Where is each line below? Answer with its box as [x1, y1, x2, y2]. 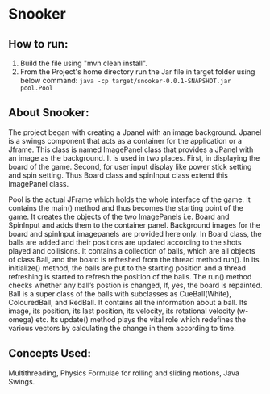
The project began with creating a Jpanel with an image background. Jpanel [8, 127, 262, 137]
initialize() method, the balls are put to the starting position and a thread [8, 263, 247, 273]
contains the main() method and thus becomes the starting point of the [8, 203, 244, 212]
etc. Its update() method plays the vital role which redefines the [35, 314, 247, 324]
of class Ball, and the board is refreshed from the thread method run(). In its [8, 254, 260, 264]
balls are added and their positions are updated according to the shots [8, 237, 242, 247]
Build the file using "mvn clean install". [19, 58, 147, 68]
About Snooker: [8, 106, 89, 119]
